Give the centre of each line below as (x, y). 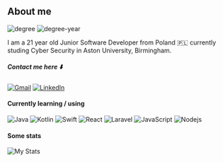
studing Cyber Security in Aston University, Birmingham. (90, 50)
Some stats (24, 135)
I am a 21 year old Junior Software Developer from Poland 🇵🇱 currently (112, 42)
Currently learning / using (46, 104)
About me (29, 12)
